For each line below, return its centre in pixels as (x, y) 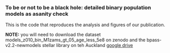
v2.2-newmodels (23, 45)
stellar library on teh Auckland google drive (88, 45)
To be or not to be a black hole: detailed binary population (78, 8)
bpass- (154, 40)
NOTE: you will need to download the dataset (53, 35)
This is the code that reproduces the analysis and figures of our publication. (85, 25)
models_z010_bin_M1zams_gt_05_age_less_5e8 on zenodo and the (76, 40)
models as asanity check (37, 14)
